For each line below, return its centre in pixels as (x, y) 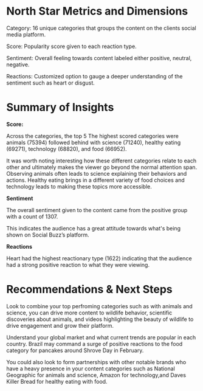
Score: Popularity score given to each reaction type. (71, 46)
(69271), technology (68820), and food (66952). (67, 149)
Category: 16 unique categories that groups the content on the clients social (101, 28)
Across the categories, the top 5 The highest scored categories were (93, 136)
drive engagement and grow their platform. (60, 325)
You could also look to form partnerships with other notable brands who (96, 362)
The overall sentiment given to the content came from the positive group (97, 210)
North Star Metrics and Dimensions (97, 11)
